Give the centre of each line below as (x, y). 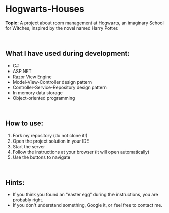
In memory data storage (38, 92)
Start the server (29, 146)
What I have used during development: (68, 54)
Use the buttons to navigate (41, 157)
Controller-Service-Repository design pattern (60, 87)
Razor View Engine (32, 77)
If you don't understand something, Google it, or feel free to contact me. (88, 205)
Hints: (15, 183)
